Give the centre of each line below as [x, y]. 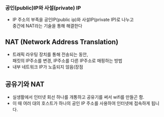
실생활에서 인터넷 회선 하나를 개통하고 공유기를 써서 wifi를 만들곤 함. [78, 97]
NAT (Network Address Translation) [62, 42]
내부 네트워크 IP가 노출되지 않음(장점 [48, 67]
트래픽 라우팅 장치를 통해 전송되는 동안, [50, 55]
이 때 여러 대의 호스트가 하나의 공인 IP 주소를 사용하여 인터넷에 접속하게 [81, 103]
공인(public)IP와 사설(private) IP [43, 7]
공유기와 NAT [25, 84]
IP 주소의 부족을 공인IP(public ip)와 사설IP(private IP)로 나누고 [73, 20]
